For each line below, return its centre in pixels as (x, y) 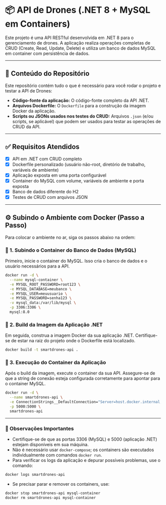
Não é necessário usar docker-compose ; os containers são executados (83, 450)
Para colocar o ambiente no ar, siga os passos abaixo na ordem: (70, 237)
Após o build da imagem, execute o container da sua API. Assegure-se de (80, 373)
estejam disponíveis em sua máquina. (50, 445)
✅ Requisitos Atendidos (42, 147)
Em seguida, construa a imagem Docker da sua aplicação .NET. (70, 335)
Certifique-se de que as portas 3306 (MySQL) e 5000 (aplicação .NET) (84, 439)
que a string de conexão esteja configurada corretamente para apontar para (83, 378)
